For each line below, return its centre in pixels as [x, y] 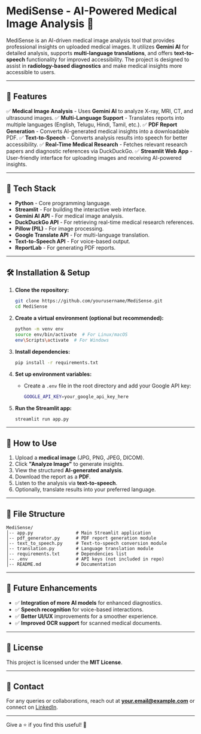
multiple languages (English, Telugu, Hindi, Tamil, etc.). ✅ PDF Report [92, 125]
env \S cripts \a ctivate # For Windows [62, 340]
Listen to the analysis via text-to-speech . [66, 483]
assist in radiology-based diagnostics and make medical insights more [94, 66]
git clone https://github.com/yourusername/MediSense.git [89, 301]
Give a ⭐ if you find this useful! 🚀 [46, 725]
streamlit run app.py [42, 419]
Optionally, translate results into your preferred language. [85, 490]
